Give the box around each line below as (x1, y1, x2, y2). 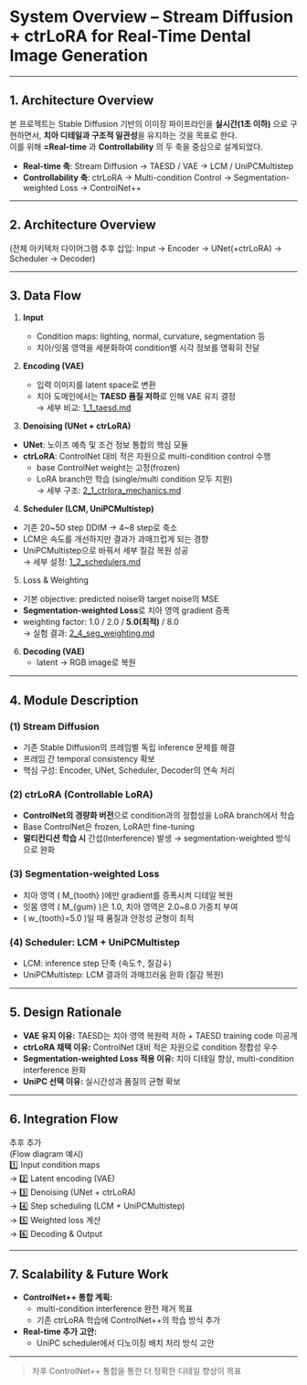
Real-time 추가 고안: (22, 1327, 98, 1337)
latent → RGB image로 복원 (36, 657, 136, 668)
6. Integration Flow (9, 1112, 119, 1127)
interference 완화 (22, 1064, 87, 1075)
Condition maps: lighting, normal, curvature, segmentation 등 (36, 331, 266, 342)
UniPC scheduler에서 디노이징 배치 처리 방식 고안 (36, 1337, 215, 1348)
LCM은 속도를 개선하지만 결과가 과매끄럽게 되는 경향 (22, 534, 209, 544)
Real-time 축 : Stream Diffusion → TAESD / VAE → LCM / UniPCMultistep (22, 160, 294, 171)
